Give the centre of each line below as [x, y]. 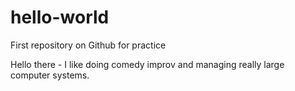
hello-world [60, 17]
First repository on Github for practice [88, 45]
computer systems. [50, 75]
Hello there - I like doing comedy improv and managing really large [147, 64]
